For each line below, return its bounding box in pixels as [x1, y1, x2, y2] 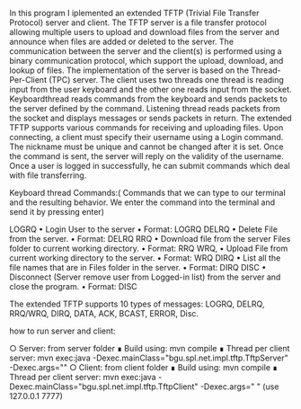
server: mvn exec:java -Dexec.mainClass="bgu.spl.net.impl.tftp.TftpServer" [9, 352, 289, 363]
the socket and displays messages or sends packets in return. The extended [9, 112, 292, 123]
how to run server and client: [9, 325, 116, 336]
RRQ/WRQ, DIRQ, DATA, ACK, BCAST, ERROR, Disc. [9, 308, 199, 318]
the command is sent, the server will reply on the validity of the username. [9, 151, 285, 161]
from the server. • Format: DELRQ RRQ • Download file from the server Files [9, 234, 291, 244]
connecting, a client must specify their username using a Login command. [9, 132, 284, 142]
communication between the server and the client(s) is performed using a [9, 46, 282, 57]
